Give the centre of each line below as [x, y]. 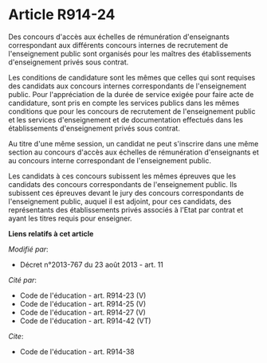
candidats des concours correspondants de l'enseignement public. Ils [123, 184]
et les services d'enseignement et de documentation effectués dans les [126, 119]
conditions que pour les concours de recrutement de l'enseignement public [132, 111]
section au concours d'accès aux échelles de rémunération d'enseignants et [133, 152]
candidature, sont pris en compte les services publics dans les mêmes [124, 103]
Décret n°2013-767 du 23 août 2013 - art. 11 [91, 264]
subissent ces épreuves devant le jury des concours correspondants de [126, 193]
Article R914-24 [62, 15]
